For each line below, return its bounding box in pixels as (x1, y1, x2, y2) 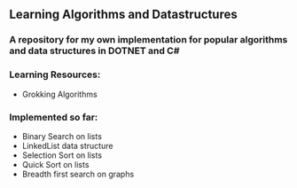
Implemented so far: (9, 111, 98, 123)
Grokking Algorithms (21, 89, 98, 99)
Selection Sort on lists (21, 150, 103, 161)
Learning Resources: (9, 68, 101, 81)
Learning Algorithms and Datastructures (9, 7, 238, 22)
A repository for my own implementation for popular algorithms (9, 34, 288, 46)
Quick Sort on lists (21, 159, 90, 169)
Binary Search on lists (21, 130, 102, 141)
